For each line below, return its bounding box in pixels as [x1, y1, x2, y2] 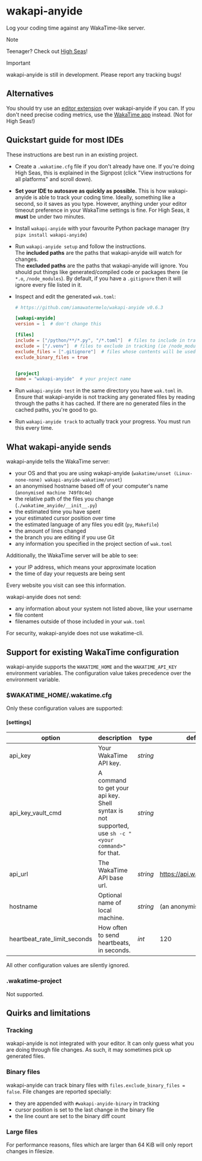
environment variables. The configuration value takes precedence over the [6, 669, 191, 677]
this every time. [14, 424, 54, 432]
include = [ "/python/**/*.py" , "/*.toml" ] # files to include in [14, 337, 185, 344]
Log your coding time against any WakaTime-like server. [6, 24, 145, 31]
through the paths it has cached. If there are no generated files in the [14, 400, 186, 407]
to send [98, 931, 120, 939]
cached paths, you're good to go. [14, 406, 98, 414]
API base [98, 874, 123, 882]
